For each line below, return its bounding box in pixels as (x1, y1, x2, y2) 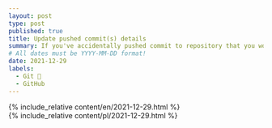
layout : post (8, 11, 53, 20)
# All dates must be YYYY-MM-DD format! (8, 49, 147, 58)
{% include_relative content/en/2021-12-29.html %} (8, 102, 181, 112)
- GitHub (15, 79, 45, 87)
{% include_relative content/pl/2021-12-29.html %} (8, 110, 178, 120)
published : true (8, 27, 63, 35)
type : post (8, 19, 45, 28)
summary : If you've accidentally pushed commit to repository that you (8, 42, 255, 50)
